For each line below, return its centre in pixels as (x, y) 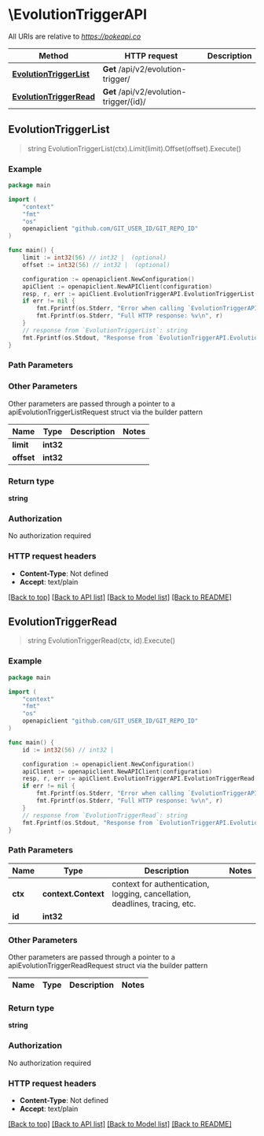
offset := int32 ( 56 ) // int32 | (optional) (96, 265)
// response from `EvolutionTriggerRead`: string (105, 815)
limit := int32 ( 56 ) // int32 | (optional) (95, 258)
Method (54, 55)
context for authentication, (161, 884)
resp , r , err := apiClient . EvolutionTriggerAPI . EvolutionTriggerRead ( (140, 779)
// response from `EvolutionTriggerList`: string (105, 330)
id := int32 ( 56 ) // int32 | (68, 750)
